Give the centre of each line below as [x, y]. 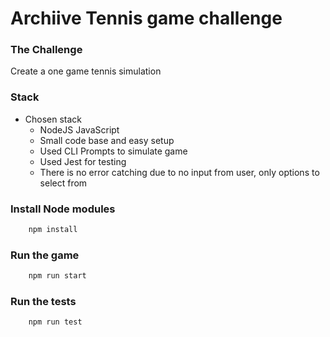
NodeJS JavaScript [79, 129]
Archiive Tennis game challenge [146, 18]
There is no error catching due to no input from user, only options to [179, 172]
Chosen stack [53, 119]
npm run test [55, 322]
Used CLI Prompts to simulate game [113, 151]
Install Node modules [63, 209]
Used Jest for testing [83, 161]
